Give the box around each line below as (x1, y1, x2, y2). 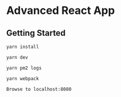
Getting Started (6, 28, 66, 38)
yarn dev (6, 55, 28, 61)
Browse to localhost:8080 (6, 86, 71, 92)
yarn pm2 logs (6, 65, 42, 71)
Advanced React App (6, 4, 115, 18)
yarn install (6, 44, 39, 50)
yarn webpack (6, 76, 39, 82)
